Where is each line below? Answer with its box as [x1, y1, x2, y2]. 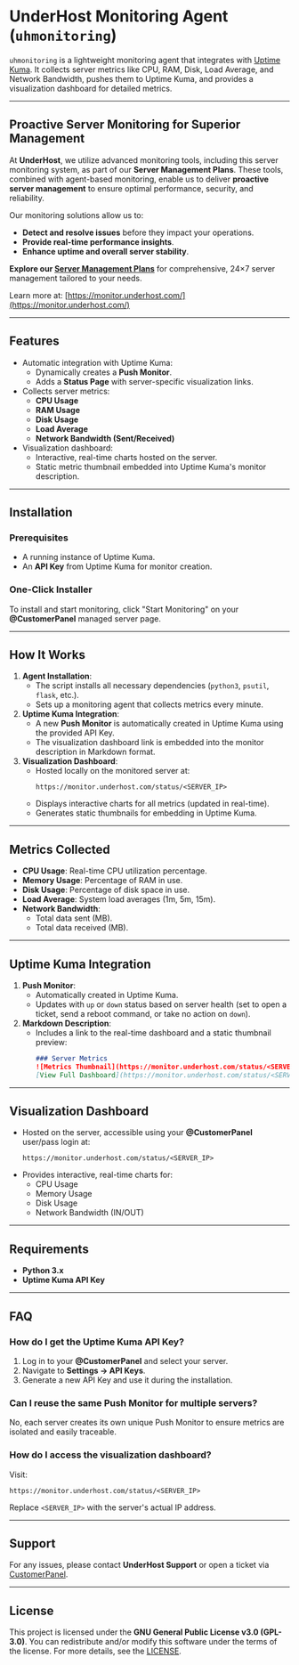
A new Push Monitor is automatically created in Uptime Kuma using [35, 719, 284, 729]
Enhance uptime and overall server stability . [21, 246, 190, 256]
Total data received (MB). [35, 922, 129, 933]
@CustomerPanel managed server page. [9, 613, 162, 624]
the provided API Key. [35, 727, 116, 738]
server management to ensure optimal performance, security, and [9, 183, 254, 193]
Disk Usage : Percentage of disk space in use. [21, 884, 190, 896]
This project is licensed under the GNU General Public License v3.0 [9, 1627, 260, 1637]
